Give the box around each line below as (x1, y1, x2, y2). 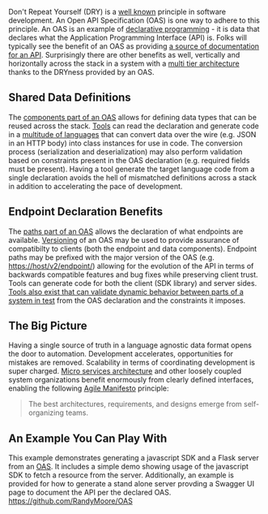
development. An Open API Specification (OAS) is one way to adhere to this (8, 15, 261, 25)
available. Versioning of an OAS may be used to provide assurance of (8, 235, 240, 244)
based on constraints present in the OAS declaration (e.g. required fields (8, 155, 250, 165)
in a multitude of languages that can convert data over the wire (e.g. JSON (8, 129, 257, 139)
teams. (66, 408, 89, 417)
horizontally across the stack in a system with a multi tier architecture (8, 58, 240, 68)
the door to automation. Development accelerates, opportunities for (8, 349, 233, 359)
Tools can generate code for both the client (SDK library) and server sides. (8, 278, 257, 287)
